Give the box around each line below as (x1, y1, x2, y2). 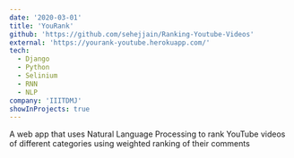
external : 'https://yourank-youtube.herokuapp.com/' (9, 37, 211, 47)
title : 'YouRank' (9, 21, 74, 30)
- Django (17, 54, 50, 63)
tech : (9, 46, 30, 55)
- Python (17, 63, 50, 72)
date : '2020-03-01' (9, 12, 82, 22)
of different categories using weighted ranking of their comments (9, 138, 251, 149)
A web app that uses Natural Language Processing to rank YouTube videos (9, 129, 286, 139)
